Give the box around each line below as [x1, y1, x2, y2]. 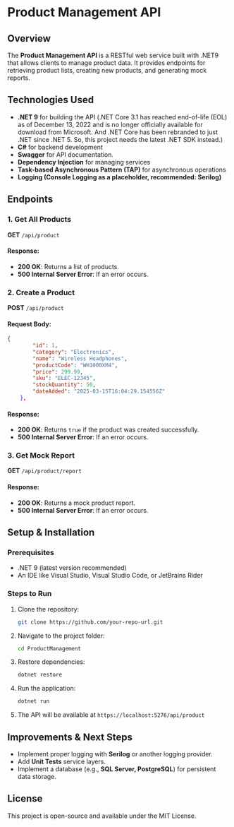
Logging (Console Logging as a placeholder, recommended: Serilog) [17, 172, 222, 181]
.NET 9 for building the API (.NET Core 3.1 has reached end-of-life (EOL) [17, 112, 228, 121]
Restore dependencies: [17, 658, 85, 666]
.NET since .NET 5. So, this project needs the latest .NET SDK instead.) [17, 135, 223, 143]
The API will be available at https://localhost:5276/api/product [17, 710, 205, 719]
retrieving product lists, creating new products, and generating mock [7, 66, 207, 74]
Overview [7, 32, 51, 44]
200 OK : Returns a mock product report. [17, 499, 136, 507]
